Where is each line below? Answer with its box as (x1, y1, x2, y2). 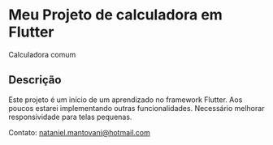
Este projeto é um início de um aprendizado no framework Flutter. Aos (8, 95, 243, 104)
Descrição (8, 73, 62, 87)
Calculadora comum (8, 49, 76, 59)
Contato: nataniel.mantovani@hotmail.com (8, 127, 150, 137)
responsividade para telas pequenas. (8, 112, 132, 122)
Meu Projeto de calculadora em (8, 6, 223, 24)
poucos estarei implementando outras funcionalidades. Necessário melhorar (8, 103, 265, 113)
